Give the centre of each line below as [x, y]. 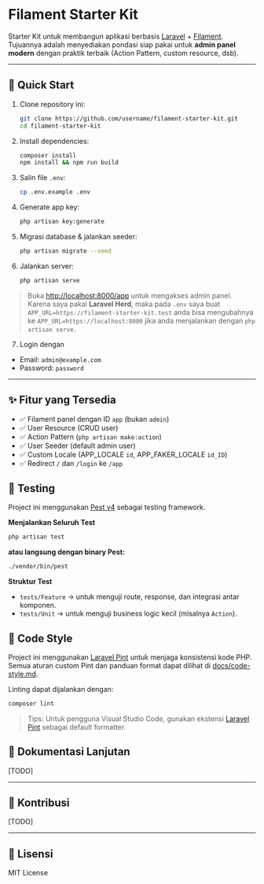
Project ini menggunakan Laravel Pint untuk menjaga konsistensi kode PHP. [130, 657]
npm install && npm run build [69, 163]
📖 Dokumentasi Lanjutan [70, 752]
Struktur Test [30, 582]
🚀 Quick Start [41, 85]
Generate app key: [49, 207]
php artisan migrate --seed [65, 251]
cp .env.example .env [55, 192]
